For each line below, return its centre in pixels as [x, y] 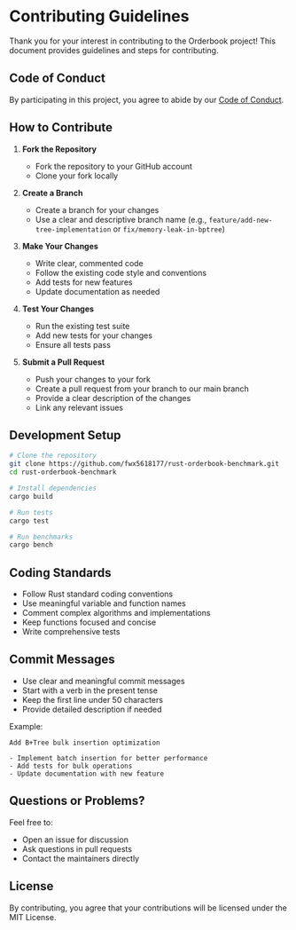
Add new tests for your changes [94, 335]
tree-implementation [73, 229]
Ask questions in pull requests [77, 848]
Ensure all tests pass [73, 344]
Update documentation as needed [97, 291]
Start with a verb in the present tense [90, 690]
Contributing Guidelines [99, 16]
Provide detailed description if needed [92, 709]
